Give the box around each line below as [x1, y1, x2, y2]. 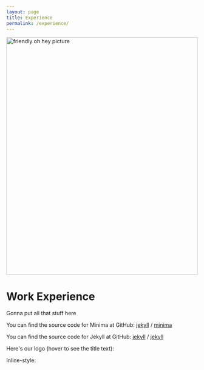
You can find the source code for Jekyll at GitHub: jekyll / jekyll [6, 333, 164, 341]
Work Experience [6, 290, 95, 303]
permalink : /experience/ [6, 20, 69, 26]
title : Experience [6, 15, 53, 21]
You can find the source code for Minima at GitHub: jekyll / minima [6, 321, 172, 329]
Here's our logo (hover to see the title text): [6, 345, 114, 352]
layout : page [6, 9, 39, 15]
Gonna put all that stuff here [6, 310, 77, 317]
